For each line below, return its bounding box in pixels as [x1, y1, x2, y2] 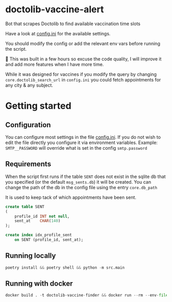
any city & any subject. [5, 82, 53, 88]
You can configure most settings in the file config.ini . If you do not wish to [5, 134, 161, 140]
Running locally [5, 251, 56, 260]
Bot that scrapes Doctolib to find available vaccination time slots [5, 21, 141, 27]
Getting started [5, 100, 72, 112]
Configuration [5, 120, 51, 129]
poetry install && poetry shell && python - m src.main [5, 265, 125, 270]
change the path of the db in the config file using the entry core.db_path [5, 184, 158, 190]
